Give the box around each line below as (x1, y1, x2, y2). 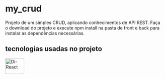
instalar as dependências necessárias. (5, 30, 85, 36)
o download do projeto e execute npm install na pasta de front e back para (5, 24, 160, 30)
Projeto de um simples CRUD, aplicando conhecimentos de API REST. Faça (5, 19, 160, 25)
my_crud (5, 3, 42, 14)
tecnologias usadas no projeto (5, 44, 102, 53)
